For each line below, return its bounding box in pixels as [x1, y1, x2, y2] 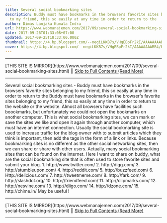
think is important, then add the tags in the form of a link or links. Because [5, 135, 157, 141]
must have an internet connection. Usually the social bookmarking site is [5, 124, 154, 130]
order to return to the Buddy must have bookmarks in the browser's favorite [5, 93, 160, 99]
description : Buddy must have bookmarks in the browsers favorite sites [5, 12, 159, 17]
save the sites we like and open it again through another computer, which [5, 119, 155, 125]
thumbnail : [5, 40, 28, 45]
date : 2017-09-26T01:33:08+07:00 [5, 30, 75, 35]
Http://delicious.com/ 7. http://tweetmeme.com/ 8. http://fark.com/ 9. [5, 172, 147, 178]
